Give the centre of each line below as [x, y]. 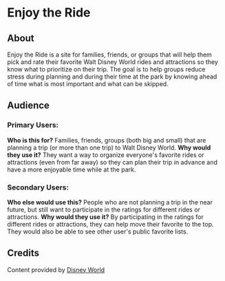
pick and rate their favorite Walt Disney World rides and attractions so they [113, 62]
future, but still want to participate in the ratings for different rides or [104, 209]
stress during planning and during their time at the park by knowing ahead [112, 76]
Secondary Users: [38, 187]
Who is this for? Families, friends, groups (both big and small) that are [107, 140]
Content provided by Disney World [56, 269]
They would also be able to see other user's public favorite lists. [98, 231]
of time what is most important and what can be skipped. [88, 84]
